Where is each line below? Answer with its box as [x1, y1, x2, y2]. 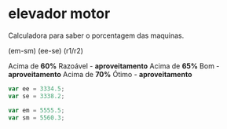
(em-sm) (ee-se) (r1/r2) [8, 46, 84, 55]
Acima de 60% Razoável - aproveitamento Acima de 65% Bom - [8, 61, 220, 71]
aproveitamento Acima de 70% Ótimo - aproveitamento [8, 69, 192, 79]
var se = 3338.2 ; [8, 92, 65, 100]
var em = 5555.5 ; [8, 106, 65, 114]
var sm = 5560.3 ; [8, 113, 65, 122]
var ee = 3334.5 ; [8, 84, 65, 93]
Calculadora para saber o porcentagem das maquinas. [8, 31, 185, 40]
